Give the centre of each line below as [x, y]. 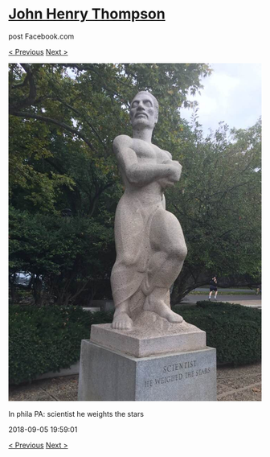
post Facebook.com [41, 36]
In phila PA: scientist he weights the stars [76, 414]
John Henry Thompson [87, 14]
